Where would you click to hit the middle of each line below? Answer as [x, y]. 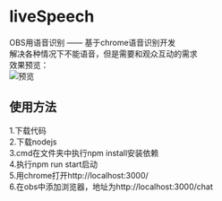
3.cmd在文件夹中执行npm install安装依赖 [84, 153]
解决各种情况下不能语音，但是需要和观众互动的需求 [103, 53]
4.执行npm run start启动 [54, 164]
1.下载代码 [28, 130]
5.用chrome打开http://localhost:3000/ [79, 175]
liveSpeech [52, 17]
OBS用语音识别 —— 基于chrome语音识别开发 [93, 42]
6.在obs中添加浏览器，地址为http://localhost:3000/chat [111, 187]
